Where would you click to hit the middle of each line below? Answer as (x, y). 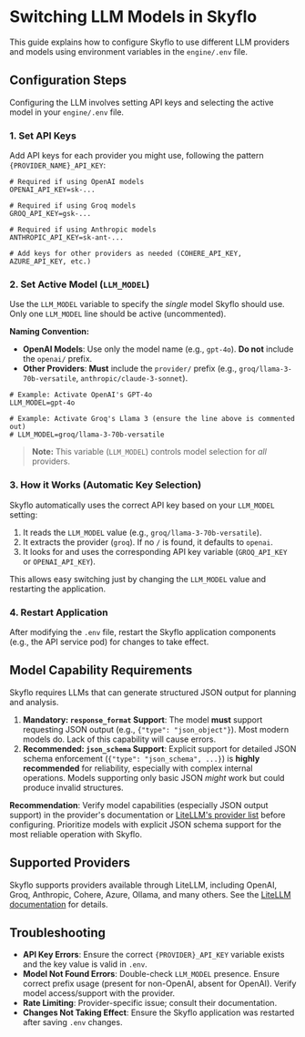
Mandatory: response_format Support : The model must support (142, 719)
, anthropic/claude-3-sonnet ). (132, 378)
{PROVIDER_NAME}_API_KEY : (58, 165)
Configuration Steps (68, 81)
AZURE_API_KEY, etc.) (51, 262)
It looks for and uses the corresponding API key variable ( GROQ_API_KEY (155, 551)
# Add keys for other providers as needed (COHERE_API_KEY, (126, 254)
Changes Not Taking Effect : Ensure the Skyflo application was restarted (158, 1012)
